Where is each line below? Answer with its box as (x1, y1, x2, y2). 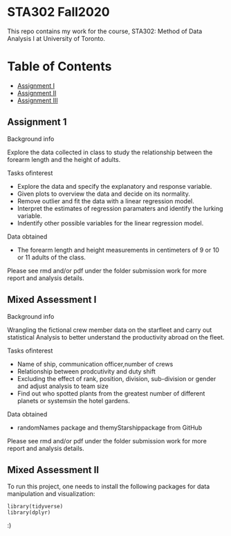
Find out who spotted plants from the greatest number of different (17, 389, 205, 398)
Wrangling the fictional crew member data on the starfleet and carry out (7, 326, 212, 334)
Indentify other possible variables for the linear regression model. (17, 219, 204, 227)
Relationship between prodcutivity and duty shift (17, 367, 156, 376)
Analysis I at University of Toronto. (7, 34, 106, 42)
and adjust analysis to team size (17, 382, 109, 390)
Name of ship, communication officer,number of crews (17, 360, 174, 368)
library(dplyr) (7, 509, 51, 516)
